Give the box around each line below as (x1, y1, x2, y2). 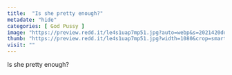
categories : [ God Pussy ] (7, 22, 85, 29)
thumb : (7, 35, 26, 42)
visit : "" (7, 42, 36, 48)
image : (7, 29, 26, 36)
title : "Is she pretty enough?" (7, 10, 104, 17)
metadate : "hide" (7, 16, 57, 23)
